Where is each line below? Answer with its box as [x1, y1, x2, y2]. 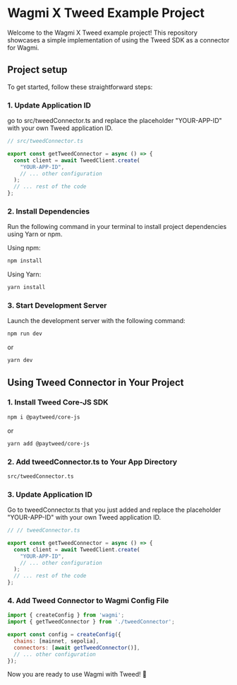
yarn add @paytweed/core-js [7, 440, 90, 447]
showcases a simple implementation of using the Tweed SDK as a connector [7, 35, 230, 44]
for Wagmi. [7, 43, 39, 52]
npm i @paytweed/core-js [7, 414, 80, 421]
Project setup [7, 64, 68, 76]
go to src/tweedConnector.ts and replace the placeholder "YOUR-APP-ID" [7, 117, 222, 125]
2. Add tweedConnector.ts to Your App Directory [7, 457, 178, 467]
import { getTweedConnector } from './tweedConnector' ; [7, 619, 175, 626]
